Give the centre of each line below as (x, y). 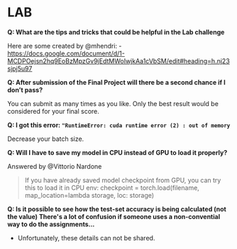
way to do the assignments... (51, 224)
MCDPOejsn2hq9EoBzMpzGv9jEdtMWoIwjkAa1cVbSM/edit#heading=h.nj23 (119, 60)
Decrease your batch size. (46, 139)
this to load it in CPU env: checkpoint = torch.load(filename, (112, 187)
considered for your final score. (53, 111)
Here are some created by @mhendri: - (65, 46)
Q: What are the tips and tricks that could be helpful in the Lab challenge (116, 32)
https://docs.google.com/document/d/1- (66, 53)
